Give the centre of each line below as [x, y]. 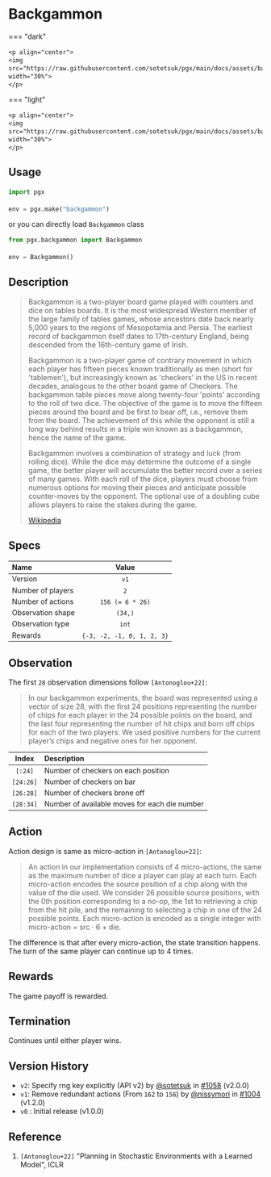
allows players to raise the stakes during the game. [113, 505]
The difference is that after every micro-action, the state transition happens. [134, 942]
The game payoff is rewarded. [58, 996]
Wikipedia [45, 520]
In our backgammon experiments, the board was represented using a [143, 697]
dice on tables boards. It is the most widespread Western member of [142, 310]
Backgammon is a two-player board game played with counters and [141, 302]
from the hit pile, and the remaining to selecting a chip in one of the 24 [145, 910]
